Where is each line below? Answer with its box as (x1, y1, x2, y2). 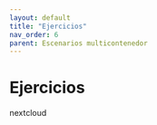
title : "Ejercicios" (9, 22, 88, 31)
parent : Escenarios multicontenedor (9, 38, 148, 48)
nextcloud (9, 108, 47, 119)
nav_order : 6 (9, 30, 59, 39)
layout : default (9, 13, 71, 23)
